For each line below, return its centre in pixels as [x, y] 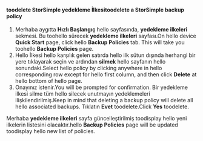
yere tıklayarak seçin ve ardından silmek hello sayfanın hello [90, 62]
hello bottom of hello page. [49, 81]
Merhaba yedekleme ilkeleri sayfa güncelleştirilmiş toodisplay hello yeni [97, 119]
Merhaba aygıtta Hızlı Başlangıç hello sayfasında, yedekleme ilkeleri [101, 30]
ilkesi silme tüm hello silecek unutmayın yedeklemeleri [82, 94]
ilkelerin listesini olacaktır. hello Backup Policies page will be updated [92, 125]
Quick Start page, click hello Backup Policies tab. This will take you [100, 42]
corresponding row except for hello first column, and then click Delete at [106, 74]
